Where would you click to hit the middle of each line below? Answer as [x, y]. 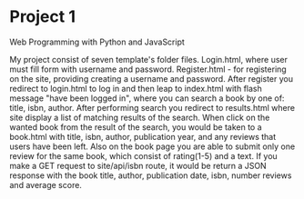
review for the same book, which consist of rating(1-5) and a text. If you [143, 155]
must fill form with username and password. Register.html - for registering [148, 69]
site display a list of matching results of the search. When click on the [140, 117]
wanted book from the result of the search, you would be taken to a [136, 127]
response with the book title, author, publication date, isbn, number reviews [151, 175]
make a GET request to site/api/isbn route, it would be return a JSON [138, 165]
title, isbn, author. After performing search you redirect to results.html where [152, 107]
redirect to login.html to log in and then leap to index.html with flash [136, 88]
